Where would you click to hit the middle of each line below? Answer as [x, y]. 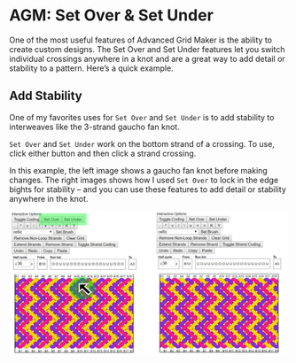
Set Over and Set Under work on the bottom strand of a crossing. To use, [142, 143]
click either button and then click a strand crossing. [103, 153]
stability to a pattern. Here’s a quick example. [92, 68]
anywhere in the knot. [49, 198]
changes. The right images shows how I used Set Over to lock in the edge [144, 180]
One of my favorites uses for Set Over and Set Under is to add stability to [142, 117]
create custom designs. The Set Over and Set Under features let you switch [147, 49]
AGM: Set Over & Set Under [112, 15]
